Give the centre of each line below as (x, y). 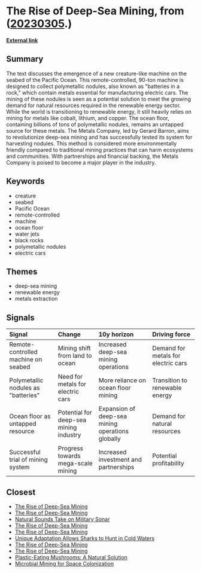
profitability (168, 464)
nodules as (25, 388)
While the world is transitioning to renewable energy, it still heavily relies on (99, 111)
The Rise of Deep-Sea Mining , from (95, 11)
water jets (27, 234)
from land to (75, 356)
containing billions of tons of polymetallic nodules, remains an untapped (95, 124)
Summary (25, 59)
